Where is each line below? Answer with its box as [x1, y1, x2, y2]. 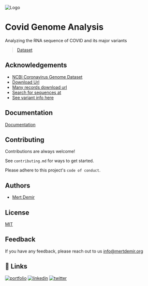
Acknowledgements [5, 61, 67, 69]
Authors [5, 181, 30, 189]
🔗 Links [5, 262, 28, 270]
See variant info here [12, 95, 54, 101]
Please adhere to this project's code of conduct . [5, 168, 101, 173]
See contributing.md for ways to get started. [5, 158, 94, 164]
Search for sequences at [12, 89, 61, 95]
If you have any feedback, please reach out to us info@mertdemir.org [5, 248, 144, 254]
